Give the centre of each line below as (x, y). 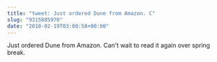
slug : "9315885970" (35, 20)
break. (16, 52)
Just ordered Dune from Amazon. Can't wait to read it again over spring (108, 46)
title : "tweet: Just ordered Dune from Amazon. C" (81, 13)
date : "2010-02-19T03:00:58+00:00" (58, 26)
